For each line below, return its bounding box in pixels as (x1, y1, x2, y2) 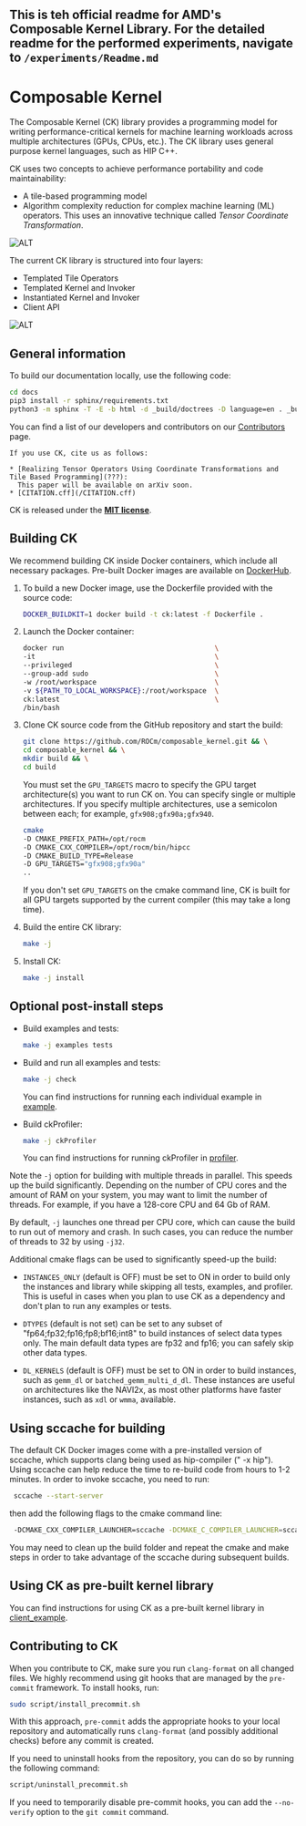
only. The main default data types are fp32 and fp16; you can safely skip (22, 1337, 294, 1348)
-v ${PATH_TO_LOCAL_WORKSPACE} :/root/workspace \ (22, 686, 219, 696)
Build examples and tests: (22, 1023, 120, 1034)
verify (9, 1809, 35, 1818)
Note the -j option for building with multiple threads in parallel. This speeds (9, 1171, 293, 1181)
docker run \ (22, 644, 219, 653)
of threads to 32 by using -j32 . (9, 1236, 126, 1247)
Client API (22, 302, 61, 313)
